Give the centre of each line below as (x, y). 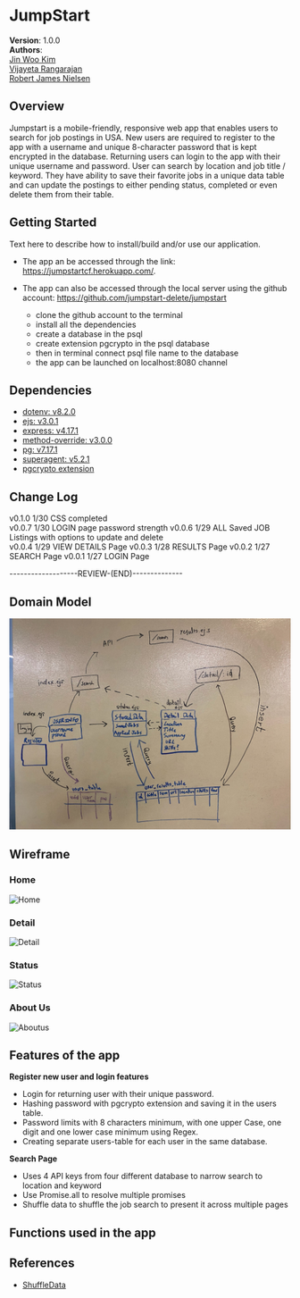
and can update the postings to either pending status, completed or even (143, 185)
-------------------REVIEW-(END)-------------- (96, 574)
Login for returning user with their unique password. (118, 1094)
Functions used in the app (83, 1232)
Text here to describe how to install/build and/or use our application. (135, 244)
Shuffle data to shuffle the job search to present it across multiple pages (155, 1205)
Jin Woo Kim (33, 59)
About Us (30, 1008)
